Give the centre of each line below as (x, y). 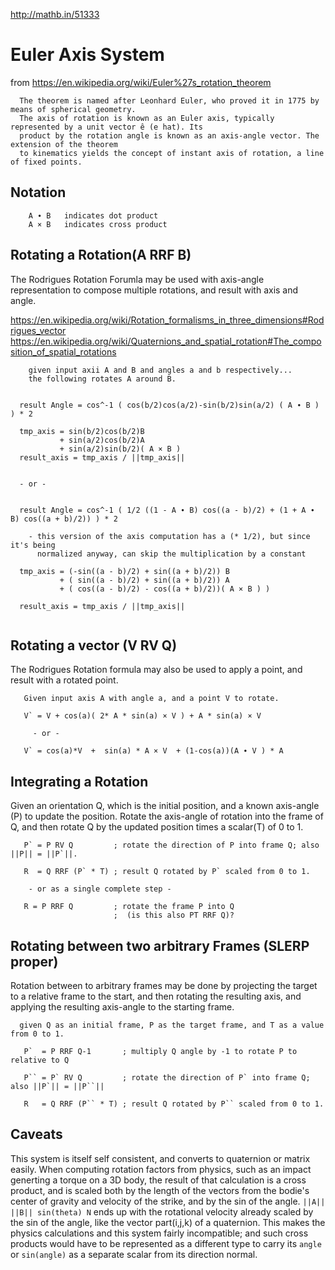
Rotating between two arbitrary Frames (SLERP (160, 945)
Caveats (36, 1134)
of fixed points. (46, 162)
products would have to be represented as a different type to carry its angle (166, 1243)
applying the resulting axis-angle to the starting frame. (122, 1007)
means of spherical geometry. (73, 109)
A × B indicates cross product (98, 224)
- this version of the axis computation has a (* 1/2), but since (169, 536)
